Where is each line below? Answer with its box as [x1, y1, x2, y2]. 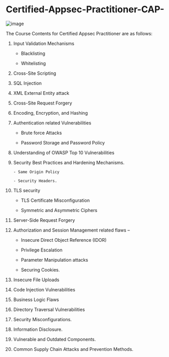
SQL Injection [13, 80, 42, 86]
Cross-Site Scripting [13, 70, 56, 76]
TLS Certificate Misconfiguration [20, 197, 90, 203]
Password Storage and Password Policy [20, 139, 105, 145]
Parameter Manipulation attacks [20, 257, 89, 263]
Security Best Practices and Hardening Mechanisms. [13, 159, 125, 165]
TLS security [13, 187, 40, 193]
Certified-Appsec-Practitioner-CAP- [6, 4, 164, 15]
